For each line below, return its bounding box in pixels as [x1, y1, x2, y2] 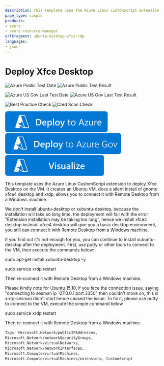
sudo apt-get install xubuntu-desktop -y [5, 256, 86, 262]
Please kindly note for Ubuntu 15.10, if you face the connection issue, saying [5, 285, 159, 291]
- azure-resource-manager [5, 29, 58, 34]
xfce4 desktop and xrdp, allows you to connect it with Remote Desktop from [5, 191, 159, 197]
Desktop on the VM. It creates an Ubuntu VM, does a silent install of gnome [5, 186, 158, 192]
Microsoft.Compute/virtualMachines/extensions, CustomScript [5, 356, 133, 361]
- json [5, 44, 19, 49]
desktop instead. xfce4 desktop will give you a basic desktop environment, [5, 221, 157, 227]
